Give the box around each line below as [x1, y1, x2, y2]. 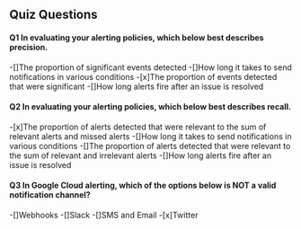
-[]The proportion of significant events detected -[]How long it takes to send [9, 62, 292, 73]
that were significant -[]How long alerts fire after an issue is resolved [9, 81, 264, 92]
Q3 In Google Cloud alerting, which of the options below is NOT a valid [9, 180, 277, 191]
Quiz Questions [9, 7, 98, 22]
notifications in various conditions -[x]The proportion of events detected [9, 71, 278, 82]
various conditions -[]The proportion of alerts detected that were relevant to [9, 140, 291, 151]
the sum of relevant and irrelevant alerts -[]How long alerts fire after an [9, 150, 272, 161]
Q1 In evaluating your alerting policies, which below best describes [9, 31, 264, 43]
